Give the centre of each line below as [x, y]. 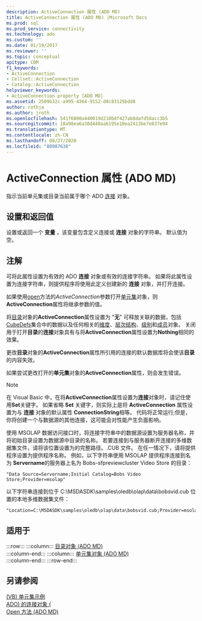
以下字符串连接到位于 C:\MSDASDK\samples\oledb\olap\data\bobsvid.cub [98, 491]
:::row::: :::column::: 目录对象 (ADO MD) [55, 546]
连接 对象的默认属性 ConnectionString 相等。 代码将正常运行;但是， [107, 412]
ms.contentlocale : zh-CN [37, 135]
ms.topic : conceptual [33, 57]
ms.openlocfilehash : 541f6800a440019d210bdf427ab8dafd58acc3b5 [87, 118]
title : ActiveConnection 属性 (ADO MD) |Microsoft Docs [77, 17]
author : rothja [25, 107]
